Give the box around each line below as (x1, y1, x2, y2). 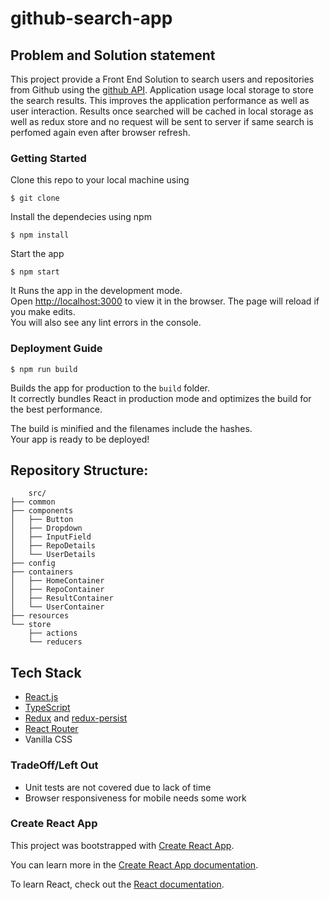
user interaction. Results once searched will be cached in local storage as (10, 105, 314, 117)
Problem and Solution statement (10, 47, 216, 64)
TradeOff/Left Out (10, 758, 99, 772)
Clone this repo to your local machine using (10, 174, 190, 186)
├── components (10, 506, 74, 516)
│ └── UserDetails (10, 550, 97, 560)
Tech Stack (10, 664, 82, 681)
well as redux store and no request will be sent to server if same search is (10, 116, 314, 127)
